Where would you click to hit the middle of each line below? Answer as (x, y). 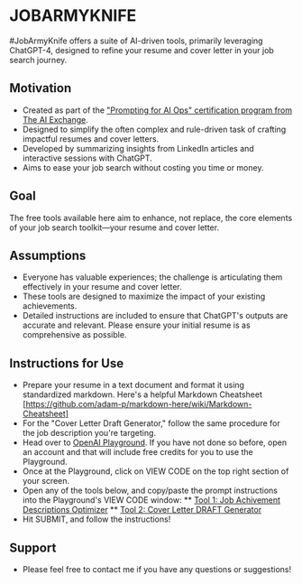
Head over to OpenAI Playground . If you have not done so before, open (154, 442)
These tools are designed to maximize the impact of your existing (144, 297)
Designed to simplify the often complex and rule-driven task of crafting (154, 129)
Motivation (41, 88)
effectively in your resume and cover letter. (102, 287)
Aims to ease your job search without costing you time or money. (143, 167)
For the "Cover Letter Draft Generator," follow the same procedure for (151, 423)
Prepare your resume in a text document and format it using (133, 385)
